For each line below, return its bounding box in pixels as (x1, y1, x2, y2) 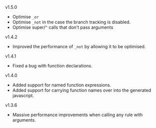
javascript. (12, 93, 34, 98)
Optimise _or (12, 14, 39, 19)
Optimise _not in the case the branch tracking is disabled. (12, 19, 131, 25)
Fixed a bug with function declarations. (12, 63, 93, 68)
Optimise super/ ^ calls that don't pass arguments (12, 24, 114, 30)
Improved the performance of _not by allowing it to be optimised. (12, 44, 146, 49)
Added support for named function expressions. (12, 82, 111, 88)
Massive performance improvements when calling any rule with (12, 112, 143, 118)
